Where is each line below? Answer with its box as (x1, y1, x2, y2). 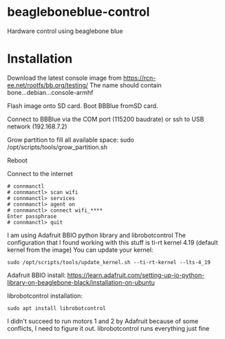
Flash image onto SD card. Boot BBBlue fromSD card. (7, 101, 158, 110)
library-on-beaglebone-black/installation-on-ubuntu (7, 278, 155, 286)
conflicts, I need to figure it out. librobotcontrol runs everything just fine (7, 324, 210, 332)
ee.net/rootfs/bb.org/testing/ (7, 80, 88, 89)
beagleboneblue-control (7, 4, 150, 20)
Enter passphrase (7, 212, 57, 220)
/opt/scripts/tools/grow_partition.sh (7, 142, 108, 151)
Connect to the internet (7, 169, 74, 177)
